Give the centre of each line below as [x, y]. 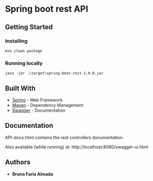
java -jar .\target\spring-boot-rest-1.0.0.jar [54, 73]
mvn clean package [24, 51]
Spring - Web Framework [38, 100]
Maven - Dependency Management [48, 105]
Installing [16, 41]
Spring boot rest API [47, 9]
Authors [18, 162]
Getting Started [29, 27]
